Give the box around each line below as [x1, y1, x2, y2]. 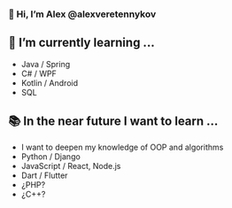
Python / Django [20, 150, 81, 162]
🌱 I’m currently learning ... [8, 35, 156, 50]
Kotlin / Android [20, 77, 79, 88]
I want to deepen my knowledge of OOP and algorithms [20, 142, 224, 152]
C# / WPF [20, 68, 57, 79]
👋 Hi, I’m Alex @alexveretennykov [8, 8, 157, 20]
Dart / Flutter [20, 170, 68, 181]
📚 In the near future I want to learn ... [8, 114, 219, 129]
